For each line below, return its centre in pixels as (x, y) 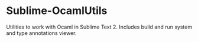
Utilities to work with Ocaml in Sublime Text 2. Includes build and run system (99, 27)
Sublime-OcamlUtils (57, 11)
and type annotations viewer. (41, 33)
